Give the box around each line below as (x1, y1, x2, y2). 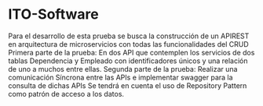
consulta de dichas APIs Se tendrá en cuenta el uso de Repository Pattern (8, 80, 247, 90)
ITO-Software (8, 5, 100, 23)
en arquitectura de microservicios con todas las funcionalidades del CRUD (8, 39, 249, 48)
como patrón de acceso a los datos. (8, 89, 124, 98)
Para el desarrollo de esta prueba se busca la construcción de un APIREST (8, 31, 250, 41)
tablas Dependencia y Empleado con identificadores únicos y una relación (8, 56, 248, 65)
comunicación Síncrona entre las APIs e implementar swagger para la (8, 72, 233, 82)
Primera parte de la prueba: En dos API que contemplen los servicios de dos (8, 48, 255, 57)
